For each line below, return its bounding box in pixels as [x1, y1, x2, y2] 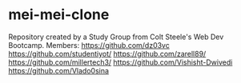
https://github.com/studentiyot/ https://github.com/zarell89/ [8, 49, 207, 58]
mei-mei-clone [8, 6, 110, 24]
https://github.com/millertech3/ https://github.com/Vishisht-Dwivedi [8, 57, 233, 67]
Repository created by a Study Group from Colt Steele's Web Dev [8, 32, 224, 41]
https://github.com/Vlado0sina [8, 65, 110, 75]
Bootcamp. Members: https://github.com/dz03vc [8, 40, 170, 49]
